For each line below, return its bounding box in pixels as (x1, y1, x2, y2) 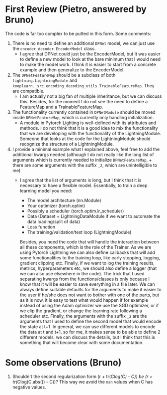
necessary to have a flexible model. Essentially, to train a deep (19, 182, 148, 188)
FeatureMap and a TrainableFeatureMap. (19, 104, 103, 110)
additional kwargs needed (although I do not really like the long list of (12, 151, 154, 158)
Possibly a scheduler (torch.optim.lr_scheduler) (27, 208, 124, 214)
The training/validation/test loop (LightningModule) (27, 229, 132, 235)
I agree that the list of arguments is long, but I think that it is (19, 177, 142, 183)
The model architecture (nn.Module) (27, 197, 101, 203)
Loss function (27, 223, 56, 230)
